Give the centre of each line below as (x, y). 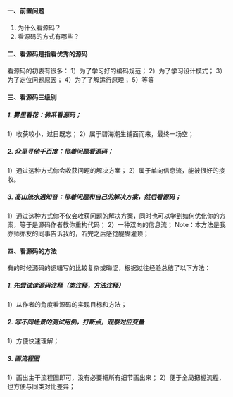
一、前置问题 (26, 11)
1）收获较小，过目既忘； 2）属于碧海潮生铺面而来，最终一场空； (101, 133)
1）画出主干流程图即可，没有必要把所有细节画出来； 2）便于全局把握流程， (116, 378)
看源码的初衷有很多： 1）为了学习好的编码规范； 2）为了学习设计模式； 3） (117, 71)
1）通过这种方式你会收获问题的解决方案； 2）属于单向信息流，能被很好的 (113, 170)
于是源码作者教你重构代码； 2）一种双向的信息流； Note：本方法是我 (126, 224)
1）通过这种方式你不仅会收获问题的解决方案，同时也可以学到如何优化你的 (113, 216)
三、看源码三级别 (32, 97)
